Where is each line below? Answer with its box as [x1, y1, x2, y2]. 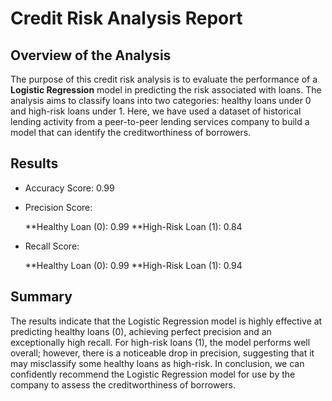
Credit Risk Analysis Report [10, 7, 243, 30]
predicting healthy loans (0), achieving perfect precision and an [10, 325, 272, 337]
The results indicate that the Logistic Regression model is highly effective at [10, 315, 323, 327]
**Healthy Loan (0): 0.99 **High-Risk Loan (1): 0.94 [24, 259, 243, 271]
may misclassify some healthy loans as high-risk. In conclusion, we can [10, 357, 305, 369]
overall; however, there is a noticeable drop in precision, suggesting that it [10, 347, 315, 359]
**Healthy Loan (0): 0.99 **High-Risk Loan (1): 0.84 [24, 220, 243, 232]
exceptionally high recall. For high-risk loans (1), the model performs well [10, 336, 311, 348]
